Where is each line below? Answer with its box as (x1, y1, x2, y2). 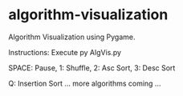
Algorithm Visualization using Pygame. (8, 32, 136, 42)
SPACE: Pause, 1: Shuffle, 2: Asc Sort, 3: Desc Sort (8, 62, 176, 73)
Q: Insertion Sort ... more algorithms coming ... (8, 78, 161, 88)
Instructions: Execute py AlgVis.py (8, 47, 122, 57)
